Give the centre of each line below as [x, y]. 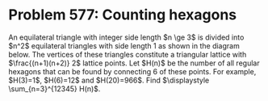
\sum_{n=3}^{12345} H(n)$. [54, 88]
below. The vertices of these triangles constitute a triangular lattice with [128, 54]
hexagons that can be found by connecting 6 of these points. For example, [132, 71]
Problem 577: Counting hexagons [123, 15]
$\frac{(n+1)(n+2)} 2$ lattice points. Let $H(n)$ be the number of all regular [134, 63]
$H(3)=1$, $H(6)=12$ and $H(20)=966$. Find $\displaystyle [109, 80]
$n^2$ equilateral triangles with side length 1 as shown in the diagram [124, 45]
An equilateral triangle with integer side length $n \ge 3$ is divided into [126, 37]
